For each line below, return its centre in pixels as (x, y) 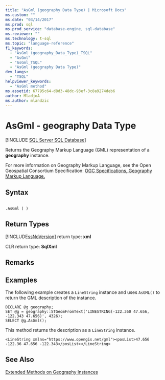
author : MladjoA (22, 96)
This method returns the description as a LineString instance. (70, 330)
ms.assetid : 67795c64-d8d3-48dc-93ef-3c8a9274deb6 (60, 91)
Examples (21, 280)
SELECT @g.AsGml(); (26, 321)
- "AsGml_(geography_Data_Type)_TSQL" (51, 53)
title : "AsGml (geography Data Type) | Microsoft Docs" (66, 10)
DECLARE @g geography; (29, 307)
